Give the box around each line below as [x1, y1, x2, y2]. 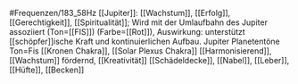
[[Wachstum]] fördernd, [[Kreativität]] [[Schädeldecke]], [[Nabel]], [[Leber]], [9, 55, 290, 65]
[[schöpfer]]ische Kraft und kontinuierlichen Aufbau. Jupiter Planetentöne [9, 36, 281, 46]
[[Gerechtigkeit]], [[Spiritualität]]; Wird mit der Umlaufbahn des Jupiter [9, 17, 268, 28]
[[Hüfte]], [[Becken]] [9, 64, 85, 75]
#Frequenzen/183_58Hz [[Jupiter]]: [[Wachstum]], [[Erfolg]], [9, 8, 231, 18]
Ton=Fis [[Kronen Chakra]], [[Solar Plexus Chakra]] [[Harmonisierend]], [9, 46, 272, 56]
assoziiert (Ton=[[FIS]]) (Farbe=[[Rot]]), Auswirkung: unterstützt [9, 27, 245, 37]
